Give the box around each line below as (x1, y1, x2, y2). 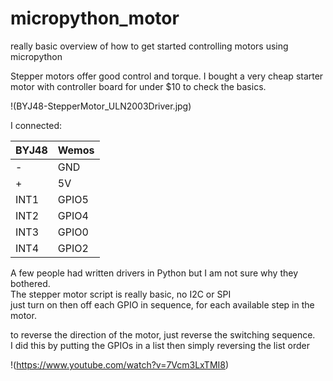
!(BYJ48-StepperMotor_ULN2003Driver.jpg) (10, 100, 192, 112)
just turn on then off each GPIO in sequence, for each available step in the (10, 298, 315, 311)
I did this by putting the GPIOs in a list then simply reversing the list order (10, 339, 310, 351)
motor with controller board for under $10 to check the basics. (10, 80, 267, 92)
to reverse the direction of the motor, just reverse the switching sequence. (10, 328, 316, 341)
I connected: (10, 119, 63, 131)
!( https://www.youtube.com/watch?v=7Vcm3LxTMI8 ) (10, 358, 230, 371)
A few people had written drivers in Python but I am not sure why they (10, 267, 299, 279)
